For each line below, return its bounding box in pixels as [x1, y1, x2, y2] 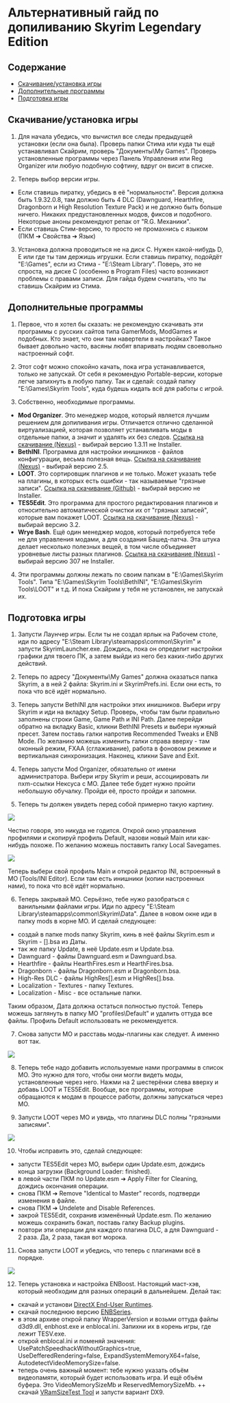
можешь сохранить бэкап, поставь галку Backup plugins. [17, 1218, 186, 1227]
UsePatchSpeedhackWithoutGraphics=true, [17, 1345, 142, 1353]
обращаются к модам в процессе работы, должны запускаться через [17, 1092, 223, 1101]
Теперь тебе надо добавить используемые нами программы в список [17, 1064, 224, 1072]
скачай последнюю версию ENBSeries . [17, 1307, 133, 1316]
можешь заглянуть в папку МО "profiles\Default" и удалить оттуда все [8, 1009, 213, 1018]
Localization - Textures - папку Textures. [17, 981, 134, 990]
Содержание [8, 61, 67, 73]
